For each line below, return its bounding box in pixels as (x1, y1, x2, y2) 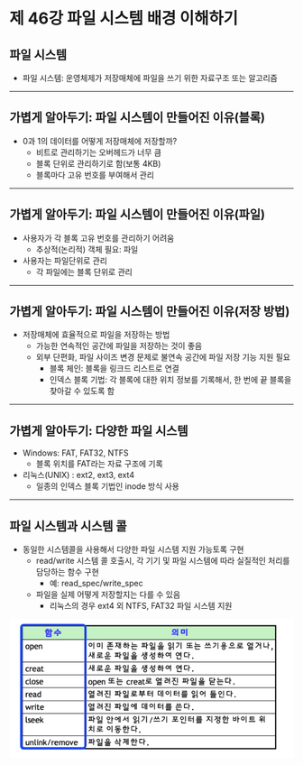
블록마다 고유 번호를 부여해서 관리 (35, 169, 155, 180)
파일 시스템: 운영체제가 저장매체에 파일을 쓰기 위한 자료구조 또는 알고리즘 (22, 73, 278, 83)
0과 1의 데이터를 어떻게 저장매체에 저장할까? (22, 135, 178, 146)
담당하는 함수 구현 (35, 567, 99, 577)
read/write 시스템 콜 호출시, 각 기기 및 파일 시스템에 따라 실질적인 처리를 (35, 556, 290, 567)
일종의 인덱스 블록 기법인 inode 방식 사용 (35, 481, 180, 492)
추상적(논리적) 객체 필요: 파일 (35, 244, 139, 254)
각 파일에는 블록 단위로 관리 (35, 266, 133, 277)
